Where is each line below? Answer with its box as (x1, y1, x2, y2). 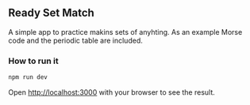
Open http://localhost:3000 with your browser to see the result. (8, 87, 216, 97)
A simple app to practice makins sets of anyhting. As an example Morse (8, 27, 243, 36)
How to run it (8, 55, 59, 66)
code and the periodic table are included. (8, 36, 143, 45)
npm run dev (8, 73, 48, 81)
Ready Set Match (8, 6, 95, 20)
